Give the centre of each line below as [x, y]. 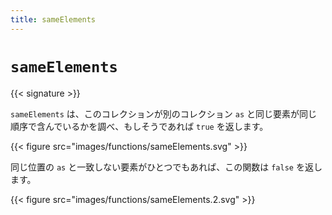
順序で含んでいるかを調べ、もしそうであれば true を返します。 [139, 126]
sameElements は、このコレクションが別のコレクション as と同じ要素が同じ [164, 113]
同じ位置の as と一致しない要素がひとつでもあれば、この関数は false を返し [166, 167]
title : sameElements [53, 19]
